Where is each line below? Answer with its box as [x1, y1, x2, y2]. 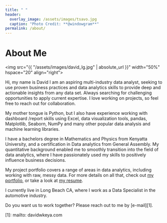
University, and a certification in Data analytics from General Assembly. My [5, 141, 160, 147]
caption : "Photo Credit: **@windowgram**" [9, 21, 99, 27]
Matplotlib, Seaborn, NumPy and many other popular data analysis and [5, 121, 151, 127]
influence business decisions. [5, 157, 66, 163]
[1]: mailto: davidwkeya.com [5, 212, 62, 218]
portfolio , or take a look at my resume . [5, 177, 83, 183]
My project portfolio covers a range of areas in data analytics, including [5, 167, 152, 173]
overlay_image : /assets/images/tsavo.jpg [9, 17, 97, 22]
